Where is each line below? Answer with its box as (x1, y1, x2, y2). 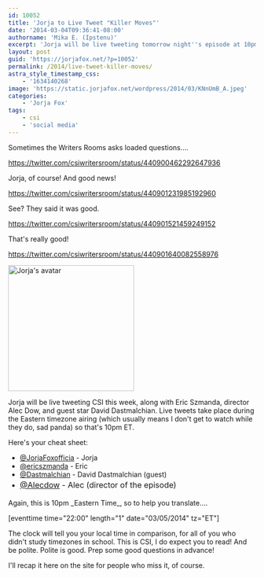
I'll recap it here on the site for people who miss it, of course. (8, 560, 205, 570)
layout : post (8, 48, 51, 56)
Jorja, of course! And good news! (8, 173, 116, 182)
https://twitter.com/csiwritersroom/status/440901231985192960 (8, 188, 216, 197)
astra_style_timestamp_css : (8, 70, 101, 78)
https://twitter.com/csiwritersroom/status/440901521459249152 (8, 219, 216, 228)
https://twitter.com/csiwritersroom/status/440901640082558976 (8, 249, 218, 259)
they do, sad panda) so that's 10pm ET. (8, 422, 135, 432)
